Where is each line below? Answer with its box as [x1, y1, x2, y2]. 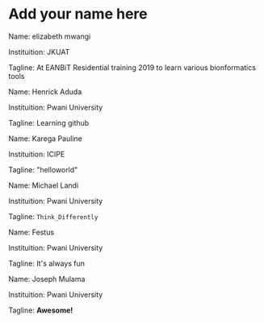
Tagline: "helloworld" [8, 164, 78, 174]
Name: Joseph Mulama [8, 274, 86, 284]
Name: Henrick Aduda [8, 86, 82, 97]
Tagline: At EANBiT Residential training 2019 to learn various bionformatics [8, 62, 257, 72]
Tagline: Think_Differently [8, 211, 98, 222]
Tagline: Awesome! [8, 305, 73, 315]
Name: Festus [8, 227, 55, 237]
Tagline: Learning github [8, 118, 90, 127]
